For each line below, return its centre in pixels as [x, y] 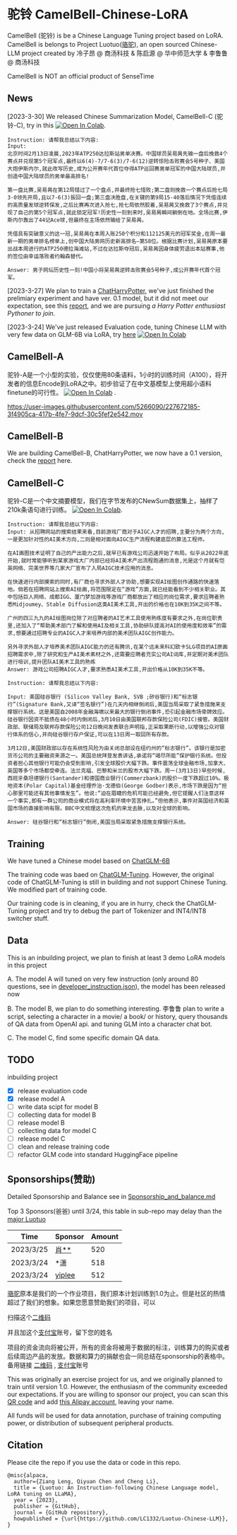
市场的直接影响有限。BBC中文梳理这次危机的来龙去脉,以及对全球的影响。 [103, 809]
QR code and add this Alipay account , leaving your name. [91, 1402]
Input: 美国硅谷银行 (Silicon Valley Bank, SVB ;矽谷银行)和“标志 [100, 697]
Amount [104, 1237]
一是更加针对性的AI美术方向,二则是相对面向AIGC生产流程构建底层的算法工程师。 [108, 540]
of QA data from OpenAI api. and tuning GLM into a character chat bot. [110, 1024]
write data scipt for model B [58, 1106]
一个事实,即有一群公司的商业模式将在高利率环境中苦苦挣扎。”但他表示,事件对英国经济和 [116, 801]
